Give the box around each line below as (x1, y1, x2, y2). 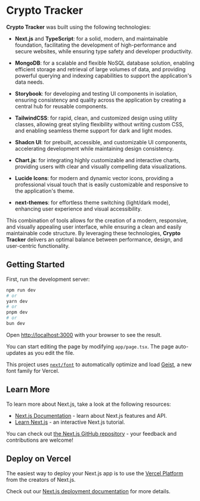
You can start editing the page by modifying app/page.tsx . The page (6, 342, 174, 350)
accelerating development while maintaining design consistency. (14, 145, 174, 152)
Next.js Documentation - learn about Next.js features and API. (14, 412, 167, 419)
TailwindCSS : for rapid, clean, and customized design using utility (14, 114, 178, 122)
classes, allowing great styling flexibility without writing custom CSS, (14, 120, 184, 127)
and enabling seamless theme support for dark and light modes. (14, 127, 173, 134)
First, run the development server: (6, 275, 90, 283)
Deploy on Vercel (6, 454, 72, 464)
